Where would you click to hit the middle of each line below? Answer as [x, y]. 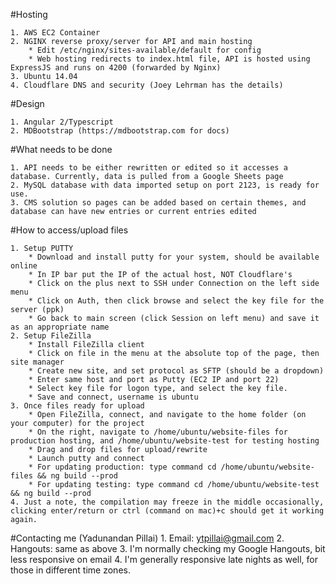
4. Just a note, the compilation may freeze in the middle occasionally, [167, 502]
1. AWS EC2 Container [55, 33]
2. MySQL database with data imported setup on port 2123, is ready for [165, 185]
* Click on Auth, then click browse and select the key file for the [176, 301]
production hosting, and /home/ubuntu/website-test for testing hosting [165, 441]
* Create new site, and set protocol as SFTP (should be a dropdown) [176, 371]
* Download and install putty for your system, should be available [174, 257]
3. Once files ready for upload [77, 406]
